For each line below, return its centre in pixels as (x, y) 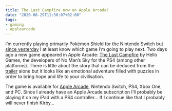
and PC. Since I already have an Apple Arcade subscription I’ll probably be (84, 92)
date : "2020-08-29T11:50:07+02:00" (43, 15)
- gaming (15, 24)
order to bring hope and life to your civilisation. (55, 77)
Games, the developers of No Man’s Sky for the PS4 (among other (75, 60)
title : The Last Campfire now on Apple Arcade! (57, 10)
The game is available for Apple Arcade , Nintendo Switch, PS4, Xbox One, (83, 87)
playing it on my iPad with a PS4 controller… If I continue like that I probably (85, 98)
